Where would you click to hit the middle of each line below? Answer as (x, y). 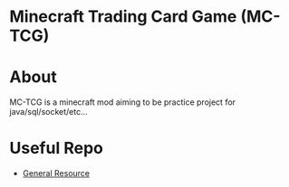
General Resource (56, 173)
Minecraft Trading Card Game (123, 17)
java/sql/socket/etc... (48, 112)
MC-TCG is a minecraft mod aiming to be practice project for (123, 102)
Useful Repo (57, 149)
